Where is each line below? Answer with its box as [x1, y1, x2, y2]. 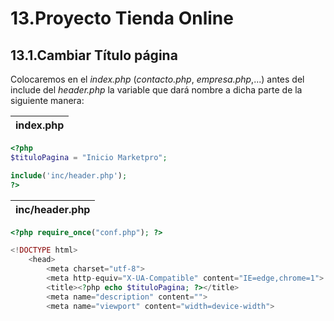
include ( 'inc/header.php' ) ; [10, 170, 128, 181]
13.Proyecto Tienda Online [10, 7, 234, 30]
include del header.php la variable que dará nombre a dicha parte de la [10, 84, 303, 96]
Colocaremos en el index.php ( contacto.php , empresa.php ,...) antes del [10, 73, 305, 85]
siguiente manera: [10, 95, 85, 106]
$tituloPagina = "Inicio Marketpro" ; [10, 152, 168, 162]
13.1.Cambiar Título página [10, 47, 178, 64]
